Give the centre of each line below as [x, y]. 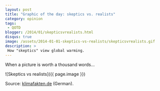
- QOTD [14, 28]
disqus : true [18, 37]
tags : [11, 23]
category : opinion [24, 19]
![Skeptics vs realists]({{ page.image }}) [45, 74]
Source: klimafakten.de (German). [39, 83]
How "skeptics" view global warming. [46, 50]
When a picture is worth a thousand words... [50, 65]
